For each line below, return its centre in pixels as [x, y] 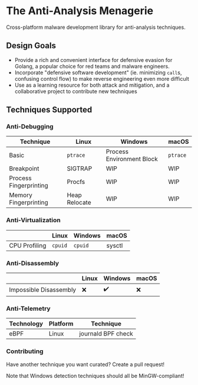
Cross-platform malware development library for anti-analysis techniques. [96, 27]
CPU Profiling [28, 245]
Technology [26, 324]
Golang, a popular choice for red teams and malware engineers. [92, 66]
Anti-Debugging [30, 127]
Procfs [76, 182]
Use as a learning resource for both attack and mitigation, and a [92, 85]
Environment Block [132, 159]
